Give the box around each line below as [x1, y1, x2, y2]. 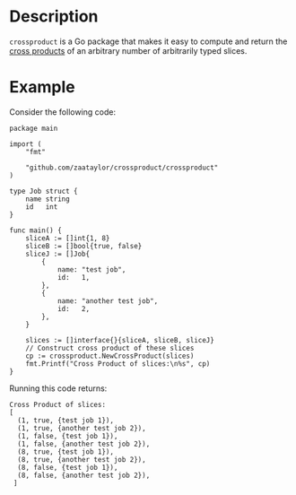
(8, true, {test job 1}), [17, 447, 115, 456]
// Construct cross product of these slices [25, 343, 195, 352]
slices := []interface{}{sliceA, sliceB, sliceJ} [25, 335, 215, 344]
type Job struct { [9, 187, 78, 195]
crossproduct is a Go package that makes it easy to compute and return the [9, 36, 288, 47]
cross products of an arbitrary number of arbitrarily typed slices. [9, 45, 248, 56]
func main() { [9, 226, 63, 235]
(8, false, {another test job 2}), [17, 471, 151, 480]
